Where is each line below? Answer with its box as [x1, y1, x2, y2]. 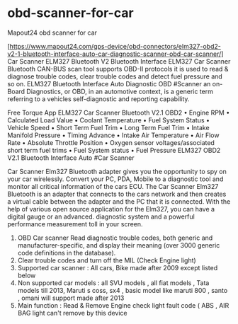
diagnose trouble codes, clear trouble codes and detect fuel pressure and [7, 72, 223, 81]
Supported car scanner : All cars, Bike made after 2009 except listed [17, 263, 218, 272]
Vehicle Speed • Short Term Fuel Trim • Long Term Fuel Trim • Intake [7, 123, 210, 132]
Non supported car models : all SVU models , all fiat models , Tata [17, 278, 210, 287]
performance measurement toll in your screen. [7, 219, 143, 228]
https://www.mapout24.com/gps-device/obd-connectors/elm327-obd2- [9, 42, 221, 50]
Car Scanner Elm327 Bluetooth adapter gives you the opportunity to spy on [7, 167, 227, 175]
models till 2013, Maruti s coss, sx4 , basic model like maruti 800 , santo [17, 286, 228, 294]
